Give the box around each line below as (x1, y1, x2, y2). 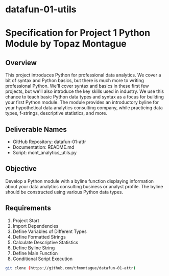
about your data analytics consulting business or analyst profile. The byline (5, 183, 163, 189)
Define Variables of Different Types (12, 228, 87, 234)
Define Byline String (12, 245, 55, 251)
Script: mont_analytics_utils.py (12, 150, 77, 155)
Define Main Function (12, 250, 58, 256)
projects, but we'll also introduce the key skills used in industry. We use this (5, 88, 164, 94)
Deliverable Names (5, 125, 67, 134)
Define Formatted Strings (12, 233, 66, 240)
